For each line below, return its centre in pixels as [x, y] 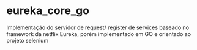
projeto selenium [28, 40]
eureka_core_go [48, 11]
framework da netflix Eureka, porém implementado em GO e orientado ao [99, 34]
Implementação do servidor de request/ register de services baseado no [98, 27]
